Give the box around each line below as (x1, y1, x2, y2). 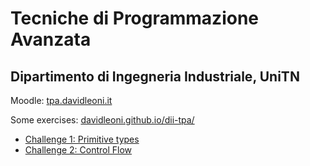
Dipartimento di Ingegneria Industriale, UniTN (10, 68, 300, 85)
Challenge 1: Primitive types (24, 133, 140, 145)
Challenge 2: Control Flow (24, 144, 133, 156)
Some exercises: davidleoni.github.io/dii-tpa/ (10, 114, 195, 126)
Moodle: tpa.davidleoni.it (10, 95, 113, 106)
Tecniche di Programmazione (10, 7, 260, 30)
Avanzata (10, 28, 92, 51)
